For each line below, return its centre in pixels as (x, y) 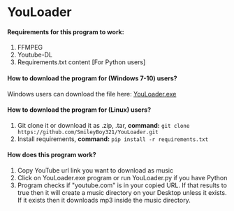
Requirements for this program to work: (66, 31)
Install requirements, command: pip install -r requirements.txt (113, 139)
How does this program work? (52, 155)
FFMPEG (30, 48)
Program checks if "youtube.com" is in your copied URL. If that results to (122, 185)
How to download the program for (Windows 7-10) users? (92, 78)
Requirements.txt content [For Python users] (81, 62)
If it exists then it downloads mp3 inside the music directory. (104, 200)
